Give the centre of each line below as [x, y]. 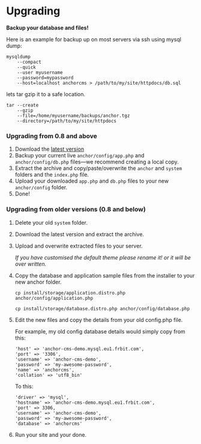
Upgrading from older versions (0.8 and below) [76, 210]
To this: [24, 386]
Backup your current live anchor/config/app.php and [79, 156]
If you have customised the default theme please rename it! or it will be [103, 257]
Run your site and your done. [51, 434]
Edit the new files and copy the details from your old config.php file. [99, 320]
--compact [29, 62]
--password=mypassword [45, 78]
